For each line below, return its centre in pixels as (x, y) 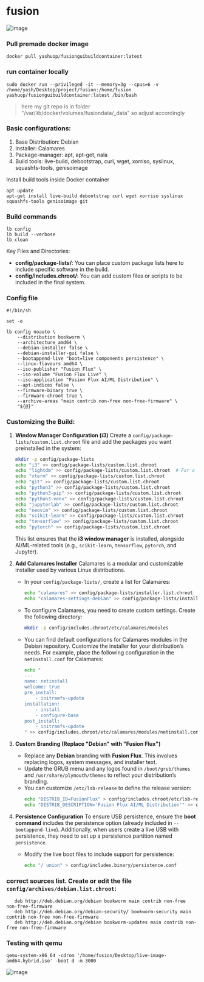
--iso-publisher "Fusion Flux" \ (59, 370)
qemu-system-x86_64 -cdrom (40, 956)
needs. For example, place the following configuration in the (99, 652)
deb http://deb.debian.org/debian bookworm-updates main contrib (99, 923)
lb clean (17, 240)
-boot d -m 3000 (76, 961)
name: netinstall (46, 681)
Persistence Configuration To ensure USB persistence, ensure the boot (105, 816)
